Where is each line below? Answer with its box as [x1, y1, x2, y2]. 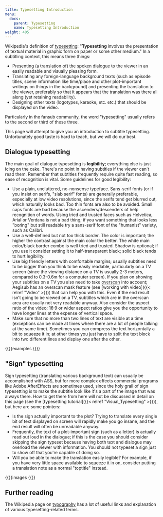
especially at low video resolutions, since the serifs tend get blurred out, [12, 196, 157, 202]
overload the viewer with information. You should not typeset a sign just [12, 444, 156, 450]
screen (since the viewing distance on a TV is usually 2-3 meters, [12, 269, 144, 275]
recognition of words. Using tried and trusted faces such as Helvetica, [12, 212, 153, 218]
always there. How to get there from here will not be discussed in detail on [5, 393, 154, 399]
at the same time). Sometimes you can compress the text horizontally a [12, 325, 155, 332]
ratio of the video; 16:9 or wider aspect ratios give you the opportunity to [12, 305, 158, 311]
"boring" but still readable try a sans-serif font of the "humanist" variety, [12, 222, 157, 228]
